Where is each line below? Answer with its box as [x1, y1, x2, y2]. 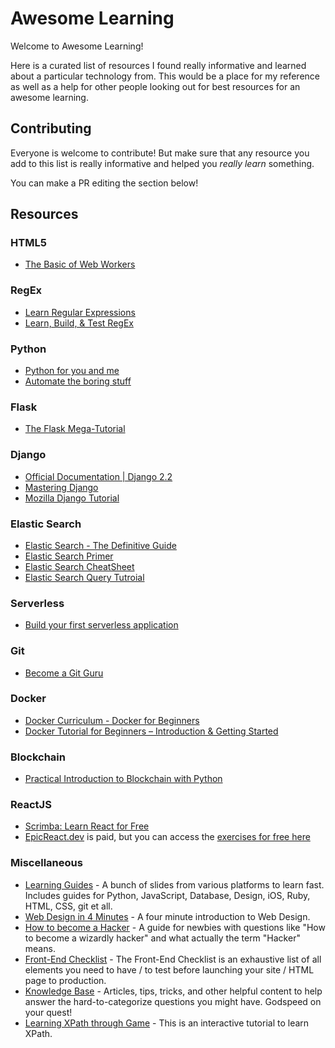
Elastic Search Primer [24, 550, 114, 562]
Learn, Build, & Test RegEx [24, 317, 134, 329]
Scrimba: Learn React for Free [24, 820, 150, 832]
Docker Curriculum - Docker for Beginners [24, 714, 200, 726]
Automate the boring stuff [24, 375, 132, 387]
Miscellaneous [10, 856, 83, 870]
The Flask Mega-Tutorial [24, 423, 126, 435]
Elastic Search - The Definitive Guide [24, 539, 177, 551]
